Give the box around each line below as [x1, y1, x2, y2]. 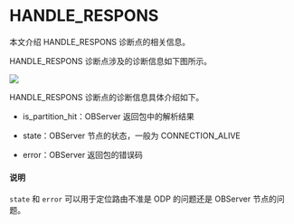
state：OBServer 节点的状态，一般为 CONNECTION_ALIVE [22, 130, 242, 141]
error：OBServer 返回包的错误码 [22, 149, 143, 160]
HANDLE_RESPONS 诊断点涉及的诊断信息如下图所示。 [9, 55, 213, 66]
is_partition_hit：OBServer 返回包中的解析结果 [22, 110, 194, 122]
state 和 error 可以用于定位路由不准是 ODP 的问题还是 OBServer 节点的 [9, 193, 278, 204]
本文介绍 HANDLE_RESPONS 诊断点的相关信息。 [9, 36, 191, 47]
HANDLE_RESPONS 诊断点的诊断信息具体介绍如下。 [9, 91, 204, 102]
